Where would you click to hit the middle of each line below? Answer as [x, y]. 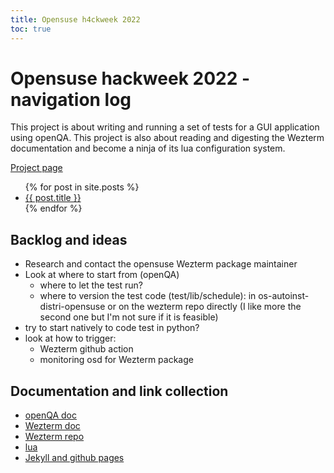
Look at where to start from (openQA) [102, 275]
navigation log [71, 99]
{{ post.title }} [53, 198]
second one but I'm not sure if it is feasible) [129, 317]
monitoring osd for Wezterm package [116, 360]
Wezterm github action [86, 349]
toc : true [31, 29]
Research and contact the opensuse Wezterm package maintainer [161, 264]
